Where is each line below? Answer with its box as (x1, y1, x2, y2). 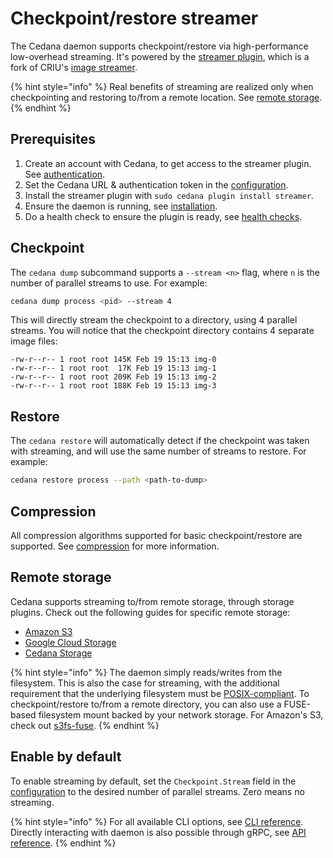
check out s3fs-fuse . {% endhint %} (10, 719, 160, 731)
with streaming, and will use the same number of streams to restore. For (10, 445, 307, 457)
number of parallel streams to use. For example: (10, 277, 208, 289)
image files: (10, 335, 58, 347)
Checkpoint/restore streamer (10, 7, 259, 30)
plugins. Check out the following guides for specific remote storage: (10, 606, 291, 618)
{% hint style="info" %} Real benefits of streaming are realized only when (10, 80, 314, 92)
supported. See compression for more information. (10, 540, 220, 552)
